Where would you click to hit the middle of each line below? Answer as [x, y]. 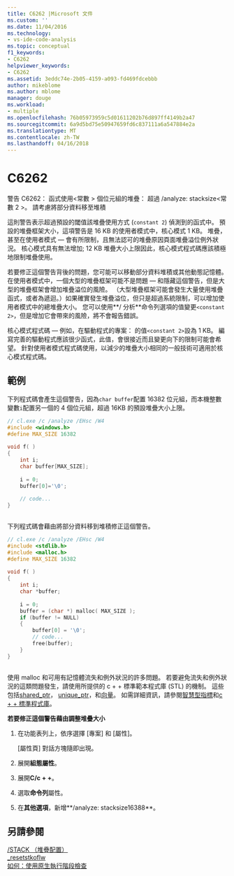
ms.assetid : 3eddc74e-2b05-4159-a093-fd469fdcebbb [82, 79]
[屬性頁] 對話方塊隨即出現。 [57, 748]
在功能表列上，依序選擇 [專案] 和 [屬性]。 [76, 733]
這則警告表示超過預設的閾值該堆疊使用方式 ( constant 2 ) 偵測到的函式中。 [112, 222]
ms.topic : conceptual [39, 46]
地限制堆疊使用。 [32, 257]
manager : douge [29, 99]
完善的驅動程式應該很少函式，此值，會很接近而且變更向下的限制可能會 [114, 339]
